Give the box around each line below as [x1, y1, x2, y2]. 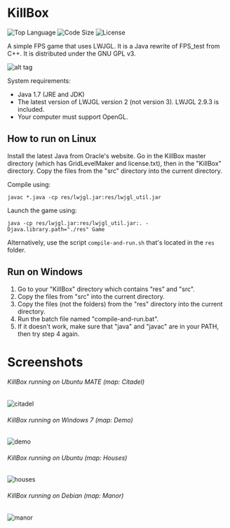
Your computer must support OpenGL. [17, 112, 128, 121]
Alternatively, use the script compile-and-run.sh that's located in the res [7, 238, 215, 247]
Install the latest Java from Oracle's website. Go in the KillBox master [7, 151, 206, 160]
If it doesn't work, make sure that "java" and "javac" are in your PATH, [17, 322, 219, 330]
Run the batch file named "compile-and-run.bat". [17, 314, 159, 323]
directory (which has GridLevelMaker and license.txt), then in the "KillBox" [7, 159, 222, 167]
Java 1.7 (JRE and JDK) [17, 90, 86, 98]
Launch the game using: [7, 206, 77, 214]
